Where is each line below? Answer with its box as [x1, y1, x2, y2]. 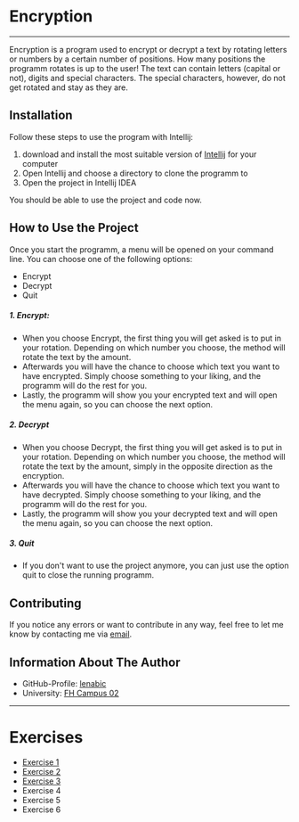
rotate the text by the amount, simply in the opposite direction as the [21, 461, 273, 472]
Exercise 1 [21, 757, 60, 768]
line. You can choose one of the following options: [9, 253, 193, 264]
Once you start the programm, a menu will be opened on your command [9, 243, 274, 255]
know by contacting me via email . [9, 629, 133, 639]
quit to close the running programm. [21, 570, 155, 580]
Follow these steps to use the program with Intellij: [9, 131, 194, 142]
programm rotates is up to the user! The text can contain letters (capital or [9, 62, 281, 73]
